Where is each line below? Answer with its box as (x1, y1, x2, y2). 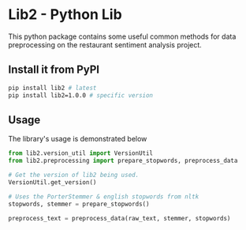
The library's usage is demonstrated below (8, 134, 147, 144)
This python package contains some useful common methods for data (8, 32, 237, 41)
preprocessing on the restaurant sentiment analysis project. (8, 40, 203, 49)
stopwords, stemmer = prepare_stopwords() (8, 200, 150, 208)
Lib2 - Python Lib (8, 6, 122, 24)
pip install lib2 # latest (8, 84, 97, 92)
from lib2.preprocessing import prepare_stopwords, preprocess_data (8, 156, 238, 165)
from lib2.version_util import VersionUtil (8, 149, 154, 157)
